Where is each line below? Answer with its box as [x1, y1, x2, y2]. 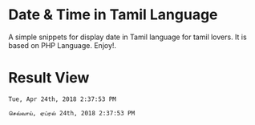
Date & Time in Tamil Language [8, 6, 218, 24]
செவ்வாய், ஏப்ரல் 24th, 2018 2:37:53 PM [8, 109, 136, 117]
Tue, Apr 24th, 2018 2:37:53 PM [8, 95, 116, 103]
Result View [8, 69, 90, 87]
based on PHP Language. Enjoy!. [8, 40, 117, 50]
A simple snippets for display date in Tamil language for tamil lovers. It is [8, 32, 247, 42]
